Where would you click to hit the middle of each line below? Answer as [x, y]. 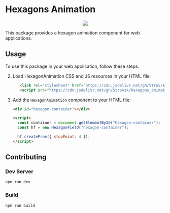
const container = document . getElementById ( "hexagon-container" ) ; [89, 123]
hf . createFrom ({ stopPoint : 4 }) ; [54, 137]
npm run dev [18, 182]
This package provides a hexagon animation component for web [73, 33]
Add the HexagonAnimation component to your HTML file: [72, 100]
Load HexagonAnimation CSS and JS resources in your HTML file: [82, 76]
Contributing [26, 157]
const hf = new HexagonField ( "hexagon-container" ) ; [73, 127]
